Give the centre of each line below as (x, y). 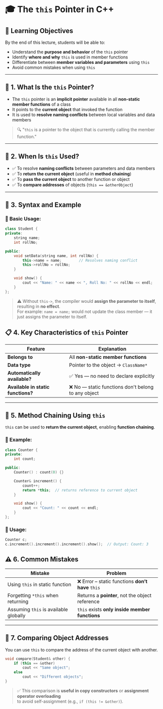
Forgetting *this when (33, 595)
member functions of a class (41, 104)
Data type (19, 365)
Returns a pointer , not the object (114, 595)
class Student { (21, 229)
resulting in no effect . (39, 306)
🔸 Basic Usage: (23, 218)
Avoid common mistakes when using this (54, 67)
